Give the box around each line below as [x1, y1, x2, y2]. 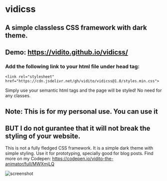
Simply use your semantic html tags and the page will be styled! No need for [5, 87, 162, 93]
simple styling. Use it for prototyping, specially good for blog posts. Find [5, 151, 154, 157]
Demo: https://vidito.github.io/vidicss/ [5, 48, 128, 56]
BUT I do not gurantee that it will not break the [5, 124, 151, 133]
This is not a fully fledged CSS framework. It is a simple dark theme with [5, 145, 154, 151]
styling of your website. [5, 132, 81, 141]
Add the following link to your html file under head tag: [5, 63, 140, 70]
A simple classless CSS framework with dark [5, 23, 147, 32]
